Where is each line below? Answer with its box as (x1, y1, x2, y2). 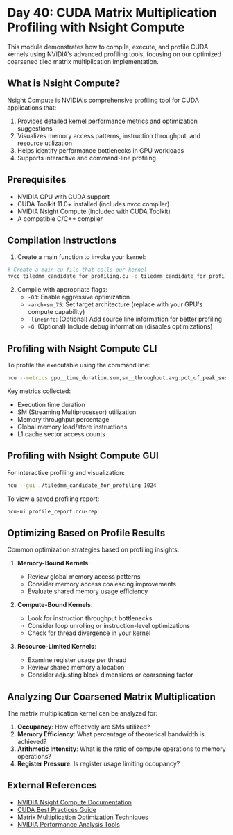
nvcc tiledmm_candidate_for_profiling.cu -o (7, 273, 138, 280)
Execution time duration (17, 400, 85, 408)
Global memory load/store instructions (17, 422, 128, 431)
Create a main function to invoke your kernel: (17, 253, 146, 261)
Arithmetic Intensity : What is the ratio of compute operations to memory (17, 745, 227, 753)
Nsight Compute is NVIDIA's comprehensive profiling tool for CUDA (7, 96, 200, 104)
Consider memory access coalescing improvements (27, 580, 177, 588)
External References (7, 779, 97, 791)
